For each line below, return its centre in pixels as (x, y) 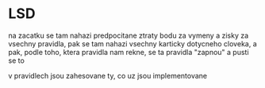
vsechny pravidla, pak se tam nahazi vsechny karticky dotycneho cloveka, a (133, 43)
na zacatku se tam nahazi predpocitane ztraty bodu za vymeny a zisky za (129, 35)
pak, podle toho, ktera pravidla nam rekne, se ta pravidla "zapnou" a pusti (129, 52)
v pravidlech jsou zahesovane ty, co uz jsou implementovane (108, 75)
